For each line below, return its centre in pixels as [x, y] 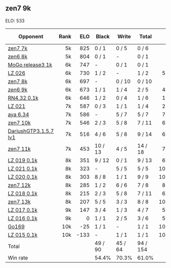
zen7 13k [19, 202]
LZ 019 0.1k [23, 160]
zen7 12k [19, 185]
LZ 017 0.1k [23, 210]
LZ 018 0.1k [23, 193]
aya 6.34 [19, 114]
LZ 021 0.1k [23, 169]
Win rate [18, 258]
